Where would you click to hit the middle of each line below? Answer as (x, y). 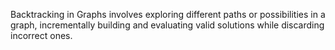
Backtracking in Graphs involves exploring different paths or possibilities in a (168, 14)
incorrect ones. (41, 35)
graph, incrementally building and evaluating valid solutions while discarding (167, 25)
